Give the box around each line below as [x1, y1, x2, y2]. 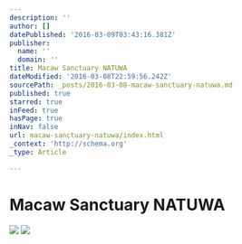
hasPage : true [9, 114, 63, 123]
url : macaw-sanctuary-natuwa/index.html [9, 131, 165, 140]
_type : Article [9, 147, 67, 156]
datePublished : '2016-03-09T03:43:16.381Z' [9, 30, 177, 39]
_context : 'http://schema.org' [9, 139, 128, 148]
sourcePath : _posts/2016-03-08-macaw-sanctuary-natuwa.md [9, 80, 233, 89]
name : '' [17, 47, 51, 56]
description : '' [9, 13, 71, 23]
